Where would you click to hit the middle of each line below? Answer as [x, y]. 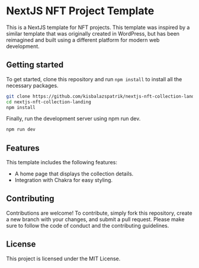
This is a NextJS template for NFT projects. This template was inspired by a [98, 27]
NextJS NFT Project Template [80, 11]
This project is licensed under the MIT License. [63, 259]
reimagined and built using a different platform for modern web [83, 40]
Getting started [35, 65]
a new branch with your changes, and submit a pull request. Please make [95, 219]
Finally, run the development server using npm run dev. [73, 119]
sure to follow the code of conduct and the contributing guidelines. [88, 225]
